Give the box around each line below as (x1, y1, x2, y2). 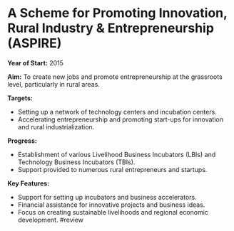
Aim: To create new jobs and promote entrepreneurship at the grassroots (7, 72, 223, 81)
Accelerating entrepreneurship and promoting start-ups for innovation (17, 115, 223, 124)
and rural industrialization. (17, 122, 95, 131)
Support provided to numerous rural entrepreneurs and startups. (17, 165, 208, 173)
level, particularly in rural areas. (7, 80, 100, 88)
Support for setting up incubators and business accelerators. (17, 193, 198, 201)
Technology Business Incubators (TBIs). (17, 158, 136, 166)
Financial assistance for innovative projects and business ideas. (17, 200, 205, 209)
